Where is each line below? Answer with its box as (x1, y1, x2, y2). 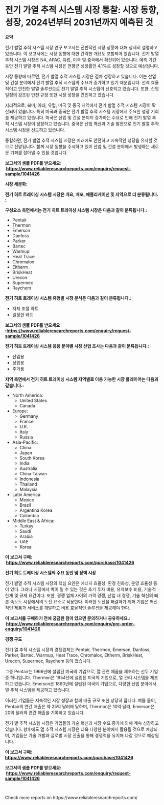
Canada (19, 402, 36, 408)
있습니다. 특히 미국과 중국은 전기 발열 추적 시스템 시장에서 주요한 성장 (18, 108, 150, 114)
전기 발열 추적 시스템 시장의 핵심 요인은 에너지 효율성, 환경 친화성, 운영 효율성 (5, 580, 153, 586)
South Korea (19, 455, 45, 461)
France (19, 418, 34, 424)
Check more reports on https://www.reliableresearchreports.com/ (5, 794, 138, 800)
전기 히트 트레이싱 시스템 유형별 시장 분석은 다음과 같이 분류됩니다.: (5, 295, 132, 301)
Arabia (19, 533, 33, 539)
